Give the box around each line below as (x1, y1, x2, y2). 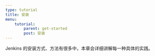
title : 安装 (5, 12, 29, 17)
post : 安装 (24, 31, 46, 36)
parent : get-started (24, 26, 68, 31)
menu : (5, 17, 17, 22)
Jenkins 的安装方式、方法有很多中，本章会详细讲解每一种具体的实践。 (5, 45, 153, 51)
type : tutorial (5, 7, 38, 13)
